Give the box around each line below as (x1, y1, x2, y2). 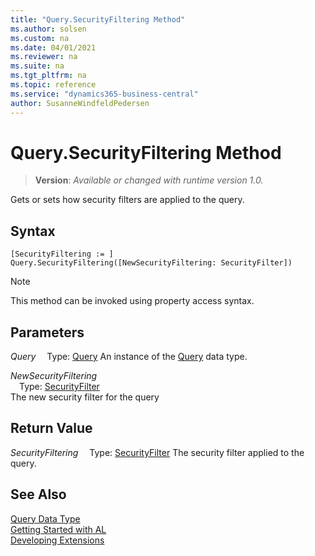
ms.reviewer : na (10, 52, 78, 62)
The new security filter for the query (10, 391, 160, 403)
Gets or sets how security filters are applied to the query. (10, 194, 245, 206)
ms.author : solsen (10, 24, 87, 34)
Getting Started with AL (10, 523, 107, 535)
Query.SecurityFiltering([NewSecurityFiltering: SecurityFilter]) (10, 258, 293, 268)
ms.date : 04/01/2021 (10, 42, 97, 53)
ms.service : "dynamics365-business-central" (10, 89, 199, 99)
